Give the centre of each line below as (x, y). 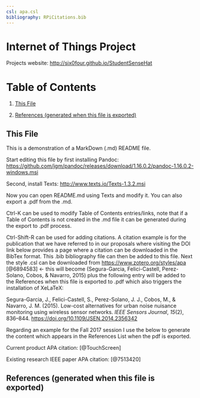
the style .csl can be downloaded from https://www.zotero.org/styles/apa (96, 263)
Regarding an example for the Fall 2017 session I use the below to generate (98, 330)
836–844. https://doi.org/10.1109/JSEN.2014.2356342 (72, 318)
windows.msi (22, 173)
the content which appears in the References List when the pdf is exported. (99, 336)
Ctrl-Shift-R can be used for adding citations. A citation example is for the (96, 237)
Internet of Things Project (71, 47)
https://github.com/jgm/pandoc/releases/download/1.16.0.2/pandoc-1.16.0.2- (100, 166)
